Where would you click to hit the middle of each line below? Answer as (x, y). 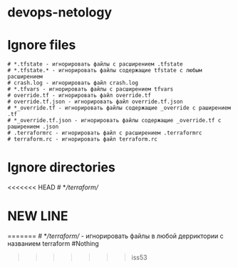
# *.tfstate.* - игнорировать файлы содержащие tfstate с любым (105, 71)
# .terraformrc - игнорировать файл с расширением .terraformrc (105, 133)
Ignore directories (61, 168)
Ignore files (42, 45)
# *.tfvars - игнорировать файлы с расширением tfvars (90, 89)
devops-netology (60, 13)
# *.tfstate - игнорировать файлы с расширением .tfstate (95, 64)
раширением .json (33, 127)
